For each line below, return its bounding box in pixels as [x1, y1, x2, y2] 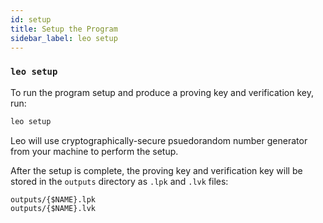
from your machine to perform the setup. [10, 145, 179, 157]
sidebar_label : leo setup [10, 33, 118, 43]
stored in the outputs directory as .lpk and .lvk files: [10, 175, 229, 187]
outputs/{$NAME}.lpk [10, 194, 97, 205]
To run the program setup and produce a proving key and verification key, [10, 86, 314, 98]
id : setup [10, 14, 52, 25]
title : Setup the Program [10, 24, 118, 34]
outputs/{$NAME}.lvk [10, 203, 97, 213]
